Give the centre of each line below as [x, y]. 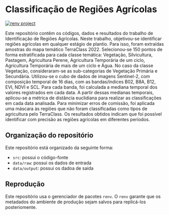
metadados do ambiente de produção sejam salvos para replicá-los [76, 202]
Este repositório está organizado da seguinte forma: [59, 148]
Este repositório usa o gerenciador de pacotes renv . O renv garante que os [83, 196]
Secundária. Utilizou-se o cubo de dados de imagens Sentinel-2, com [78, 76]
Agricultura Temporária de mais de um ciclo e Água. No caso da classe [79, 65]
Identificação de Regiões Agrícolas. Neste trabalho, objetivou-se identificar [83, 39]
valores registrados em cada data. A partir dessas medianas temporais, [80, 92]
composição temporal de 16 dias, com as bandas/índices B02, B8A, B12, [80, 82]
